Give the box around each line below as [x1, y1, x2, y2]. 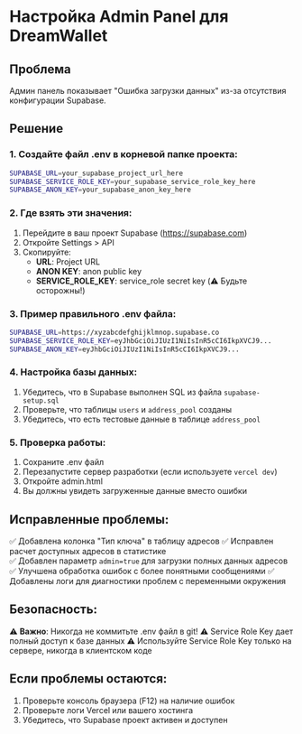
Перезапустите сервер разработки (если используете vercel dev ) [22, 467, 278, 478]
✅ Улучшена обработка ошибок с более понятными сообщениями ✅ [9, 565, 275, 576]
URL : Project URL [35, 256, 101, 267]
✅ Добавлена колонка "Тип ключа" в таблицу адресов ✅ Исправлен [9, 535, 274, 546]
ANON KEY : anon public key [35, 265, 142, 276]
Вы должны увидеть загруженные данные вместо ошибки [22, 486, 248, 497]
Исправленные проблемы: [9, 512, 169, 527]
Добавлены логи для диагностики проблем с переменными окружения [9, 575, 287, 586]
